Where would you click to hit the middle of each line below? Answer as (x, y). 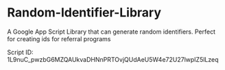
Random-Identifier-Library (84, 13)
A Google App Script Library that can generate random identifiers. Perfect (111, 32)
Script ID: (20, 52)
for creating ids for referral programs (59, 38)
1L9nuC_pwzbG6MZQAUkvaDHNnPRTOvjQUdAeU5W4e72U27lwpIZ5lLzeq (113, 59)
